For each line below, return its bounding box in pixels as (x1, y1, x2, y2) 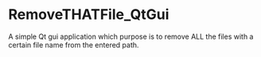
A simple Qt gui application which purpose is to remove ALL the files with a (8, 32, 254, 41)
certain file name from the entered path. (8, 40, 139, 49)
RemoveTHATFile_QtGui (8, 6, 169, 24)
